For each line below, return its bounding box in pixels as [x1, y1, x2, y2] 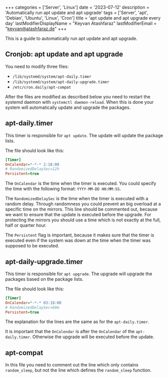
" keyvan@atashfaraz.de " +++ [5, 26, 67, 32]
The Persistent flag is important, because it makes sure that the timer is [5, 232, 154, 238]
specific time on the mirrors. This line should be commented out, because [5, 206, 158, 212]
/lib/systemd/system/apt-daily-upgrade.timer [12, 79, 109, 85]
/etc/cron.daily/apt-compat [12, 85, 71, 90]
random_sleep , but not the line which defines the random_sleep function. [5, 367, 152, 373]
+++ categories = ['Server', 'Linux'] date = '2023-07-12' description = [5, 5, 149, 10]
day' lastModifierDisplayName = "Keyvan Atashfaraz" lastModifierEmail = [5, 20, 157, 26]
